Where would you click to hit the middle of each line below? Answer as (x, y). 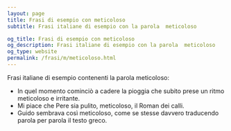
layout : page (26, 13)
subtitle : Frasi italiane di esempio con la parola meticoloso (102, 26)
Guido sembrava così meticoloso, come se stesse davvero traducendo (118, 113)
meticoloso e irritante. (49, 98)
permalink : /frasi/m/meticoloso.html (62, 58)
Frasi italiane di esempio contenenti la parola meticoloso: (88, 77)
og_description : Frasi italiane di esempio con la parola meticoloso (111, 46)
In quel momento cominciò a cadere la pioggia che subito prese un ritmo (121, 91)
